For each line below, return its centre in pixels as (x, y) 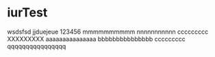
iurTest (27, 13)
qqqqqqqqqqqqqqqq (37, 46)
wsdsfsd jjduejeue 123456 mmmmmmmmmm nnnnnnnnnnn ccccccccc (108, 32)
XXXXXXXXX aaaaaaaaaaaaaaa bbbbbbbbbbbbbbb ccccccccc (97, 38)
